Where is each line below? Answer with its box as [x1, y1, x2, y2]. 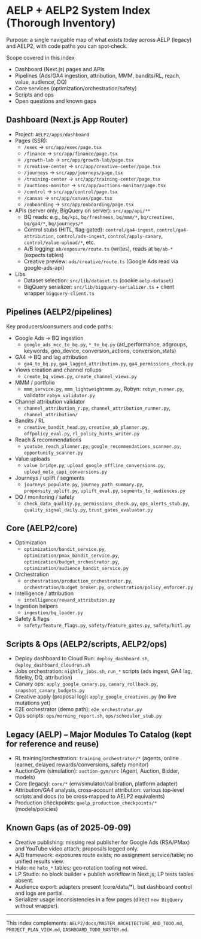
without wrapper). [14, 902, 59, 909]
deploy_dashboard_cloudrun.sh [14, 662, 91, 669]
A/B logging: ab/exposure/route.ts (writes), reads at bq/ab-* [23, 245, 173, 252]
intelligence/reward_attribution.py [23, 597, 115, 603]
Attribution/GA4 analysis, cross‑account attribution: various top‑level [14, 786, 184, 793]
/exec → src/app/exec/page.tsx [23, 143, 102, 150]
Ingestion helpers [14, 602, 58, 610]
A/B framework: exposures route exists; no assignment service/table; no [14, 851, 193, 858]
